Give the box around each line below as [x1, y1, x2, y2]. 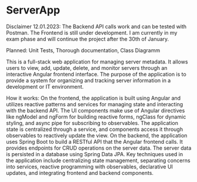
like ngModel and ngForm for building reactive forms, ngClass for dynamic [6, 113, 186, 120]
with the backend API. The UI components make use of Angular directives [6, 107, 185, 114]
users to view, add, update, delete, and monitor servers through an [6, 64, 168, 71]
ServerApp [6, 4, 61, 17]
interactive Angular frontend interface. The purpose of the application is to [6, 70, 186, 77]
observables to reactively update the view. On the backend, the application [6, 132, 188, 139]
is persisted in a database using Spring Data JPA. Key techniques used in [6, 150, 183, 157]
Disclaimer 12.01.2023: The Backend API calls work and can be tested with [6, 23, 187, 30]
